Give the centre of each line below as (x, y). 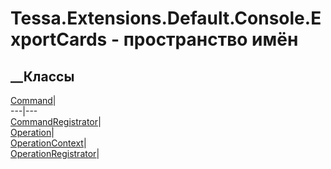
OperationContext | (48, 143)
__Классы (42, 76)
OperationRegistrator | (55, 153)
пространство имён (211, 39)
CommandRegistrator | (56, 121)
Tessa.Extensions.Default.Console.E (166, 18)
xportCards (59, 39)
